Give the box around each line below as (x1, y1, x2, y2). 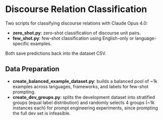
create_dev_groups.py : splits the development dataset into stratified (12, 94, 155, 100)
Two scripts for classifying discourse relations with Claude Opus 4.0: (5, 20, 148, 26)
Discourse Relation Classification (5, 4, 147, 15)
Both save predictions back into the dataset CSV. (5, 50, 107, 56)
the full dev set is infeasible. (12, 110, 71, 116)
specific (12, 40, 29, 46)
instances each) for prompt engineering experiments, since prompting (12, 104, 158, 111)
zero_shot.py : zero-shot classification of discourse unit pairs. (12, 30, 141, 36)
